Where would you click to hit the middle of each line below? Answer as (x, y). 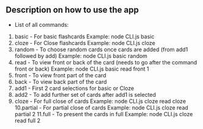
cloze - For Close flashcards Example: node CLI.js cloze (85, 43)
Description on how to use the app (72, 10)
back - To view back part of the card (61, 82)
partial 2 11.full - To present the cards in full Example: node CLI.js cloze (104, 114)
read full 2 (28, 120)
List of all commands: (42, 24)
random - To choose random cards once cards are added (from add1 (101, 49)
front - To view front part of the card (60, 75)
